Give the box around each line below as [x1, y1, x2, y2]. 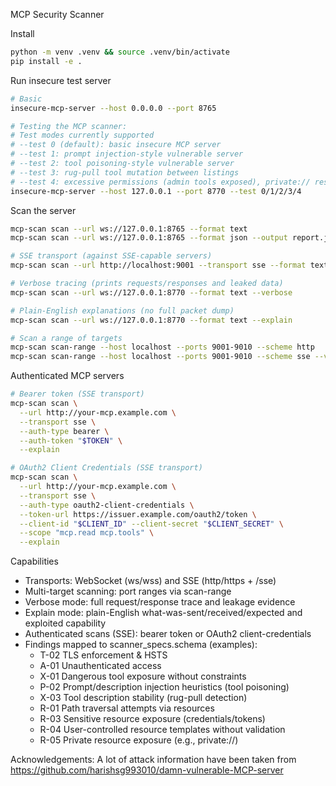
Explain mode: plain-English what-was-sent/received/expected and [24, 607, 303, 619]
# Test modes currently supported [10, 130, 155, 141]
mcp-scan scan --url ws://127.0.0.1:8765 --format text [10, 224, 248, 234]
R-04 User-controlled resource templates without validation [39, 724, 286, 736]
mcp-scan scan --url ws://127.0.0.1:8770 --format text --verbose [10, 287, 293, 298]
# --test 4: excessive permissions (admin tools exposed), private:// [10, 177, 311, 187]
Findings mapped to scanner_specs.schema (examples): [24, 639, 258, 651]
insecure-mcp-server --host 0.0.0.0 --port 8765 [10, 103, 217, 113]
